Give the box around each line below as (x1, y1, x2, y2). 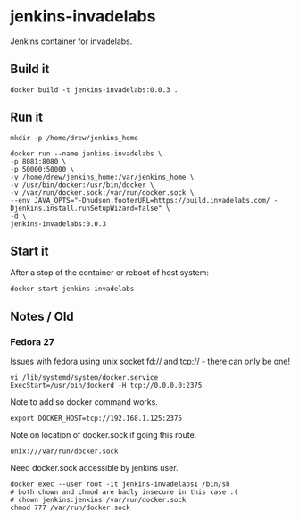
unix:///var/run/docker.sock (10, 447, 119, 457)
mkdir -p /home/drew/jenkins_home (10, 133, 139, 142)
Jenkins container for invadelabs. (10, 36, 133, 46)
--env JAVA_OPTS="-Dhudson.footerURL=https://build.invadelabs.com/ (10, 196, 270, 205)
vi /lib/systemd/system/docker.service (10, 373, 159, 382)
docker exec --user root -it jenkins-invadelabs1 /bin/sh (10, 480, 230, 489)
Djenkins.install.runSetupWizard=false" (10, 204, 163, 213)
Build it (10, 62, 50, 77)
